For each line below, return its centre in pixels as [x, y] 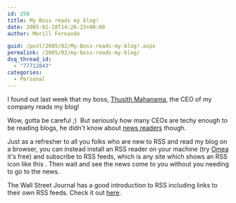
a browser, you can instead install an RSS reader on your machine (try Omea [118, 149]
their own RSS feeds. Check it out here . [64, 192]
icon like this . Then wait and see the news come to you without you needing [118, 164]
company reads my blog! [43, 106]
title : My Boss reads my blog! [53, 20]
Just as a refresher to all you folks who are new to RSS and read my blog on [117, 141]
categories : [25, 72]
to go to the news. [33, 171]
